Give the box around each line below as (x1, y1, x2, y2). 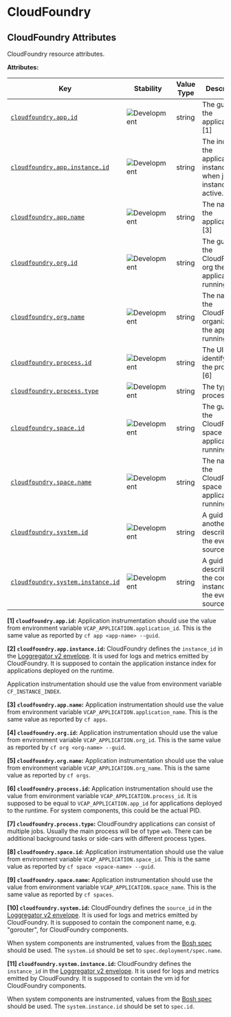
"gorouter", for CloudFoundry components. (7, 925, 129, 934)
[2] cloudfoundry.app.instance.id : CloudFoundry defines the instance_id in (7, 644, 223, 653)
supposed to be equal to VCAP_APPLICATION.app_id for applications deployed (7, 799, 222, 807)
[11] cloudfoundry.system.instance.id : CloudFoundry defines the (7, 960, 191, 967)
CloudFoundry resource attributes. (7, 50, 105, 58)
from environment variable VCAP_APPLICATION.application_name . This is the (7, 708, 218, 716)
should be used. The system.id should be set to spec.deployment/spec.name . (7, 946, 222, 954)
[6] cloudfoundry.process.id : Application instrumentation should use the (7, 784, 213, 793)
